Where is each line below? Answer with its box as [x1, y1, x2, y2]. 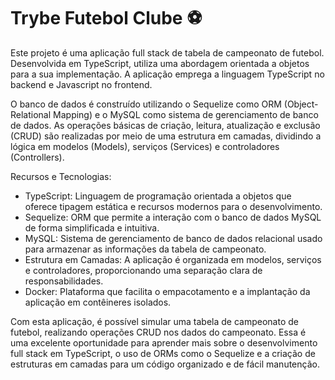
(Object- [283, 98, 319, 110]
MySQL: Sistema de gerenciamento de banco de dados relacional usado [24, 232, 323, 244]
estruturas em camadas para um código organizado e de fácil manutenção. [10, 358, 320, 370]
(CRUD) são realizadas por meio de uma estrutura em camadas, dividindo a [10, 130, 322, 142]
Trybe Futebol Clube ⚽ [10, 7, 203, 30]
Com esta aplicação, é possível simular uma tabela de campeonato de [10, 315, 299, 327]
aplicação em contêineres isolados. [24, 296, 172, 308]
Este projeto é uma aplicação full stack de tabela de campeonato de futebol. [10, 46, 325, 59]
